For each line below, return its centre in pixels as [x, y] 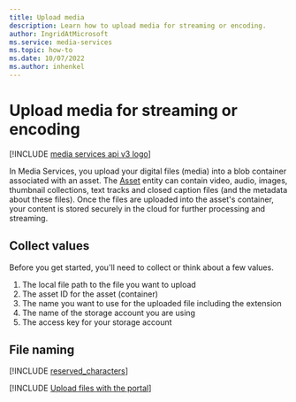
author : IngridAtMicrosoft [59, 34]
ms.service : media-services [61, 42]
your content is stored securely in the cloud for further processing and [137, 208]
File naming [42, 350]
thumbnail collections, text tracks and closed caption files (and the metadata [148, 189]
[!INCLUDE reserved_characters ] [69, 371]
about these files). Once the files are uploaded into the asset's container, [141, 199]
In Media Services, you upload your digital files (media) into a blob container [148, 171]
